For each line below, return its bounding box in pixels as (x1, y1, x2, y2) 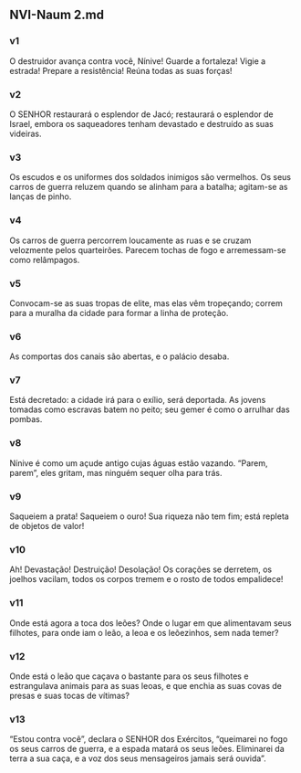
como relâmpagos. (9, 254, 80, 265)
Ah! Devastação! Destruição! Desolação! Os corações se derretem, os (9, 564, 272, 575)
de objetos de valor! (9, 521, 85, 532)
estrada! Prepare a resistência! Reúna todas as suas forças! (9, 65, 233, 76)
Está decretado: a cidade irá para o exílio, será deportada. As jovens (9, 395, 266, 406)
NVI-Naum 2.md (9, 7, 105, 23)
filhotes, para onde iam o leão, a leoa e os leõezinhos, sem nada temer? (9, 627, 279, 638)
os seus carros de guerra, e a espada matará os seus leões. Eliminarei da (9, 744, 285, 755)
